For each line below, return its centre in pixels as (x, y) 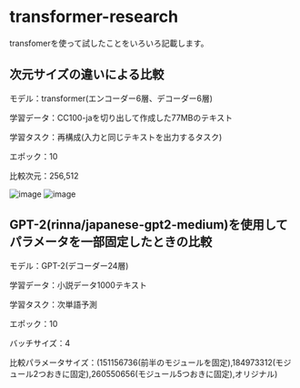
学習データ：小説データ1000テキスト (78, 285)
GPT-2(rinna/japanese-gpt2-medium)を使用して (149, 225)
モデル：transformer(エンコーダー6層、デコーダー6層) (111, 98)
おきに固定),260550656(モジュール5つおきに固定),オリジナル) (162, 373)
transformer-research (94, 17)
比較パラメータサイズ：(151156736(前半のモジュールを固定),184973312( (142, 362)
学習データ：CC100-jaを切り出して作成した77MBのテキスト (121, 117)
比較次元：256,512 (44, 176)
